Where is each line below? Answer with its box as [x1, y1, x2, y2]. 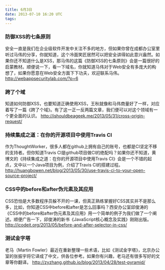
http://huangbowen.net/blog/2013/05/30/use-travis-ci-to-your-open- [5, 168, 146, 173]
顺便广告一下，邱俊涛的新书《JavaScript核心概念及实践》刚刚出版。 [13, 216, 152, 222]
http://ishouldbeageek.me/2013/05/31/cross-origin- [40, 113, 145, 119]
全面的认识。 [13, 113, 40, 119]
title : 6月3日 [5, 7, 33, 12]
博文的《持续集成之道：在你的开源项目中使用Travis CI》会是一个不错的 [5, 156, 148, 162]
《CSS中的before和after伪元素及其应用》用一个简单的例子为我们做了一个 [5, 210, 153, 216]
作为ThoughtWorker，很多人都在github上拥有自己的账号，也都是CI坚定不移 [5, 144, 157, 149]
